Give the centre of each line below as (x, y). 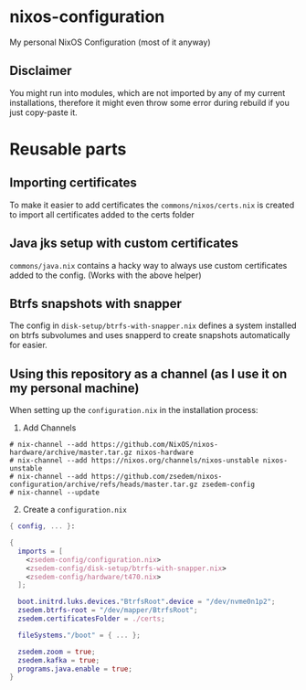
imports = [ (41, 551)
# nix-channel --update (55, 493)
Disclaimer (41, 71)
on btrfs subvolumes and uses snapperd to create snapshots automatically (150, 335)
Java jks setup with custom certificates (124, 244)
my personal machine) (74, 388)
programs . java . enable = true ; (75, 669)
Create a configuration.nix (75, 510)
